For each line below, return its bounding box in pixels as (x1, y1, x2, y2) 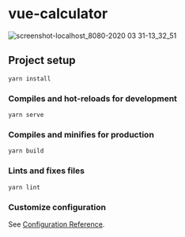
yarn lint (8, 183, 41, 191)
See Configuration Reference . (8, 219, 105, 229)
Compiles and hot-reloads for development (8, 92, 178, 103)
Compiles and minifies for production (8, 129, 154, 140)
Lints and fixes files (8, 165, 85, 176)
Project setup (8, 54, 77, 67)
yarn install (8, 74, 51, 83)
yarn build (8, 147, 44, 155)
